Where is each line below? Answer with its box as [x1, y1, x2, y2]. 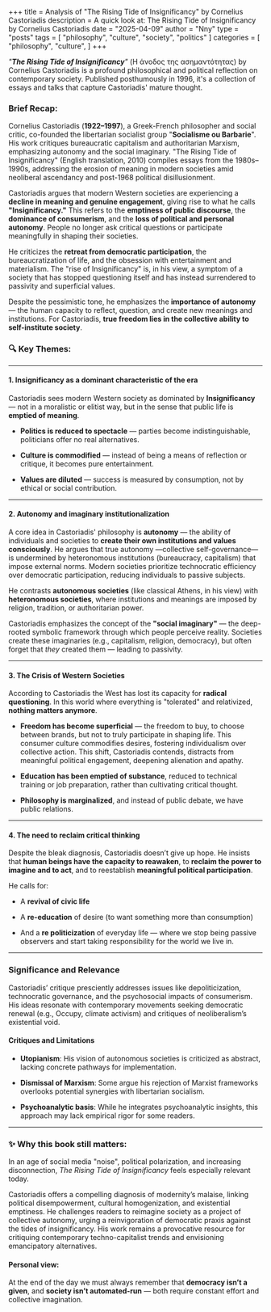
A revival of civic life [19, 896, 90, 906]
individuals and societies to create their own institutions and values [8, 536, 236, 545]
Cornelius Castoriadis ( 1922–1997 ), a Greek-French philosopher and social [8, 121, 256, 131]
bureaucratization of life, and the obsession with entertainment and [8, 255, 231, 265]
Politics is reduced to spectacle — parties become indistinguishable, [19, 426, 252, 436]
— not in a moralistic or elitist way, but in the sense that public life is [8, 402, 234, 411]
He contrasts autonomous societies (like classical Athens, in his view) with [8, 586, 258, 595]
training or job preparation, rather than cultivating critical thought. [19, 780, 238, 790]
